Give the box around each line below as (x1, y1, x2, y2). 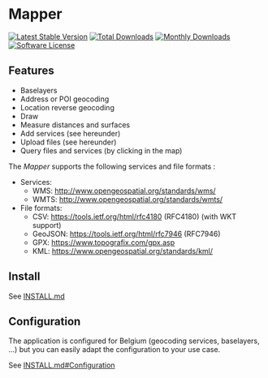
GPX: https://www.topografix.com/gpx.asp (32, 237, 175, 247)
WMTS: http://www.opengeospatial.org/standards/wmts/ (32, 194, 223, 204)
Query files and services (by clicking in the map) (19, 145, 183, 155)
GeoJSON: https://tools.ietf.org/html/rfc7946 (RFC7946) (32, 229, 221, 238)
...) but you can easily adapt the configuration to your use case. (8, 345, 221, 354)
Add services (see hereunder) (19, 128, 121, 138)
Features (8, 64, 54, 78)
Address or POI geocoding (19, 94, 110, 104)
